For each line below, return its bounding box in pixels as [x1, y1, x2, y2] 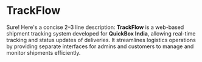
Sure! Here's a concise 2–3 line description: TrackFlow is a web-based [6, 23, 184, 31]
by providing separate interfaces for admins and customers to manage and [6, 43, 194, 50]
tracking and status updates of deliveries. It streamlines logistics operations [6, 36, 196, 43]
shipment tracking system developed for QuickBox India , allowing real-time [6, 29, 196, 37]
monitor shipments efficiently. [6, 49, 81, 56]
